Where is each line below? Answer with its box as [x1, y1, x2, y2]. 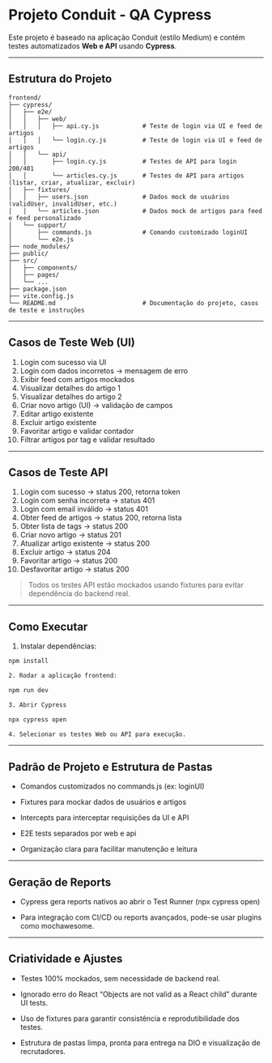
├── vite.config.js [8, 291, 74, 300]
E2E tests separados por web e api [19, 828, 137, 839]
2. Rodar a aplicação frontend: [8, 672, 117, 680]
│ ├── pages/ [8, 270, 60, 279]
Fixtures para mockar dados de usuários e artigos [19, 797, 187, 807]
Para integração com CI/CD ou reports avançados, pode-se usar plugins [19, 912, 262, 922]
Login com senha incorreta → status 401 [19, 495, 155, 505]
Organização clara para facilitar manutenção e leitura [19, 844, 198, 854]
